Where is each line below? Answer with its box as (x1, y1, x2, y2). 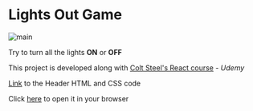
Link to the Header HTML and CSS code (8, 78, 141, 88)
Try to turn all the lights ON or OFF (8, 47, 123, 57)
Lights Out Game (8, 6, 123, 24)
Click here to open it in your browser (8, 93, 129, 103)
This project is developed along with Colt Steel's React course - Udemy (8, 62, 245, 73)
